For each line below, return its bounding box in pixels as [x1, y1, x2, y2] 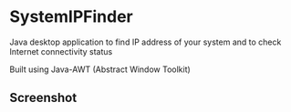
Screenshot [9, 90, 78, 106]
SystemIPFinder [9, 6, 134, 27]
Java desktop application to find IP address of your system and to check [9, 36, 282, 47]
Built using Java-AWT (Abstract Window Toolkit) [9, 64, 192, 75]
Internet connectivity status [9, 46, 113, 56]
